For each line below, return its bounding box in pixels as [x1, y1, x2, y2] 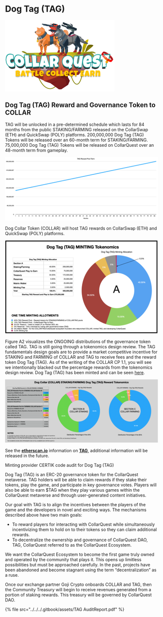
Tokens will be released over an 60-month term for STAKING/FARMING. [5, 137, 148, 143]
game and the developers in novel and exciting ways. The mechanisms [5, 507, 147, 513]
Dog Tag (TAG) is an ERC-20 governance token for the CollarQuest [5, 472, 138, 478]
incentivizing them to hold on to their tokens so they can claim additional [12, 527, 157, 532]
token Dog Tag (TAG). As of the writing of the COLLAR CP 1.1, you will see [5, 359, 152, 365]
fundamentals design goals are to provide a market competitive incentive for [5, 349, 158, 355]
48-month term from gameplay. [5, 147, 68, 153]
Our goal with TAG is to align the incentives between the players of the [5, 502, 146, 508]
